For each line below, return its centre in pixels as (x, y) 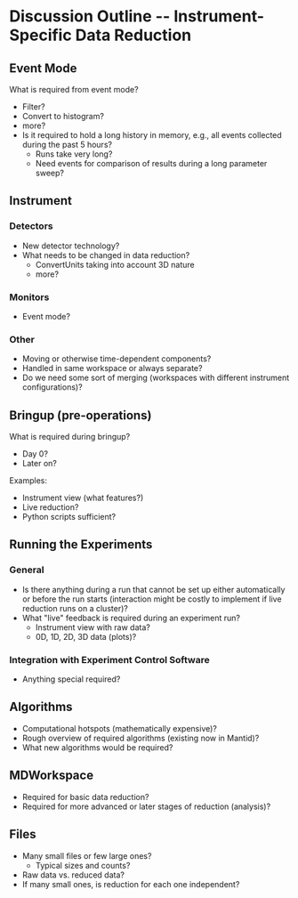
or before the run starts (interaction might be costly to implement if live (152, 599)
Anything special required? (71, 679)
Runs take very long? (74, 154)
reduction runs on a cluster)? (75, 608)
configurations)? (52, 387)
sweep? (50, 173)
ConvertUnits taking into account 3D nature (115, 264)
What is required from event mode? (74, 89)
